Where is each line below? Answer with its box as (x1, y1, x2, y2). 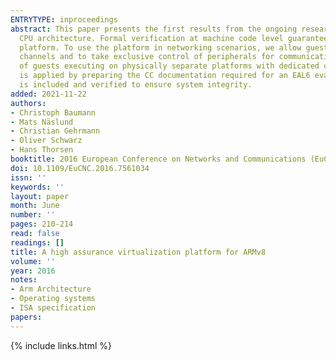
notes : (10, 275, 38, 285)
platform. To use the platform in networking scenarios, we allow (19, 42, 302, 53)
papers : (10, 312, 43, 322)
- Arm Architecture (10, 284, 92, 295)
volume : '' (10, 256, 56, 266)
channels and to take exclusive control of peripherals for (19, 52, 275, 62)
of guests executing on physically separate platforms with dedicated (19, 61, 320, 71)
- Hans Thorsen (10, 145, 74, 155)
